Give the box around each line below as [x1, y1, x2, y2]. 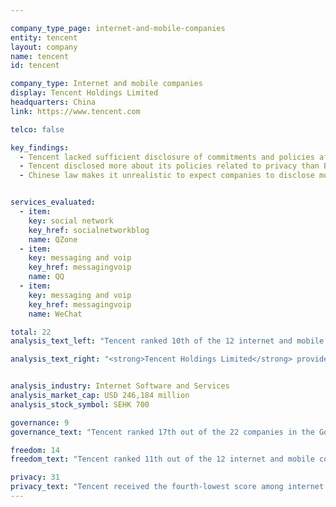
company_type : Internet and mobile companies [10, 79, 203, 89]
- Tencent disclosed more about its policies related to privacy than [19, 161, 320, 171]
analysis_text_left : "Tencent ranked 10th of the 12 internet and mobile [10, 336, 325, 346]
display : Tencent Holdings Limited [10, 88, 159, 98]
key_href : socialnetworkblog [28, 225, 150, 235]
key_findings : [10, 142, 70, 153]
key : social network [28, 216, 114, 226]
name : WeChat [28, 309, 83, 319]
